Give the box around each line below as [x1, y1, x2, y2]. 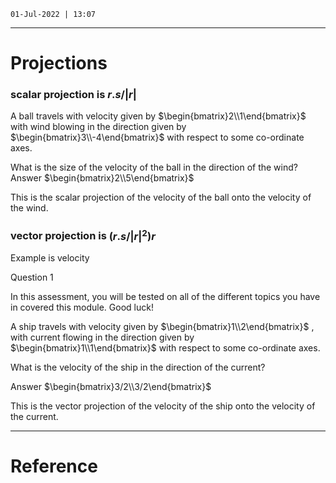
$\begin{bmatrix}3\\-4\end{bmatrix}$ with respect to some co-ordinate [10, 131, 305, 144]
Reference [10, 455, 98, 478]
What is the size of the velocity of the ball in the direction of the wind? [10, 161, 298, 174]
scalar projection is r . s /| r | [10, 88, 137, 102]
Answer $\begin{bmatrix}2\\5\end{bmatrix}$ [10, 172, 195, 184]
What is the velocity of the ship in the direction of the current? [10, 361, 266, 374]
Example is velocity [10, 252, 90, 264]
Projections [10, 52, 108, 75]
